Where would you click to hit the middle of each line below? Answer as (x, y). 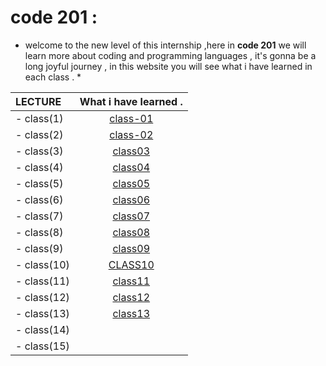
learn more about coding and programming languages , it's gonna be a (170, 55)
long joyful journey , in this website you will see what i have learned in (168, 66)
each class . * (53, 77)
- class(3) (39, 151)
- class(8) (39, 232)
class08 (131, 232)
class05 (131, 183)
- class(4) (39, 167)
